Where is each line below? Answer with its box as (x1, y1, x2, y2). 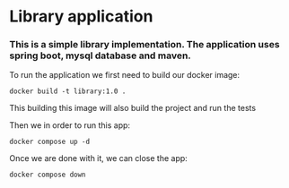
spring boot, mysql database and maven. (9, 49, 191, 62)
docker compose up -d (9, 137, 91, 147)
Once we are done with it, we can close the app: (9, 153, 188, 164)
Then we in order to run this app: (9, 120, 131, 131)
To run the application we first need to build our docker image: (9, 70, 241, 81)
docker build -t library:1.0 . (9, 87, 127, 96)
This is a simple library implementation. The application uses (9, 38, 280, 51)
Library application (9, 6, 153, 27)
